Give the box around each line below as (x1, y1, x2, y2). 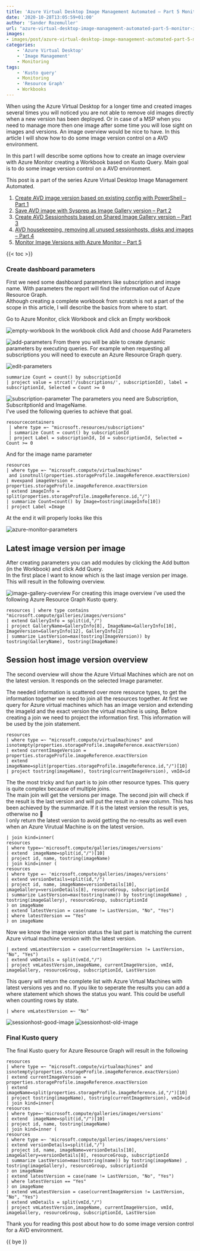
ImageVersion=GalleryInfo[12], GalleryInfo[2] (6, 628, 124, 634)
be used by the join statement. (6, 720, 81, 727)
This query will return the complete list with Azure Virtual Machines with (6, 977, 183, 985)
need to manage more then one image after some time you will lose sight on (6, 122, 192, 129)
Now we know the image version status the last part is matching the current (6, 928, 192, 936)
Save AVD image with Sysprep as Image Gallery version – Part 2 (14, 207, 171, 214)
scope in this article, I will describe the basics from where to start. (6, 304, 168, 311)
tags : (6, 64, 20, 70)
